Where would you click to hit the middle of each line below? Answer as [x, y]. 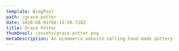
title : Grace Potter [32, 28]
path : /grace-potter [32, 17]
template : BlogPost [30, 11]
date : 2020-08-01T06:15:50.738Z [46, 22]
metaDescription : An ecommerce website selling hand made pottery [89, 39]
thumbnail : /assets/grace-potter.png [53, 33]
